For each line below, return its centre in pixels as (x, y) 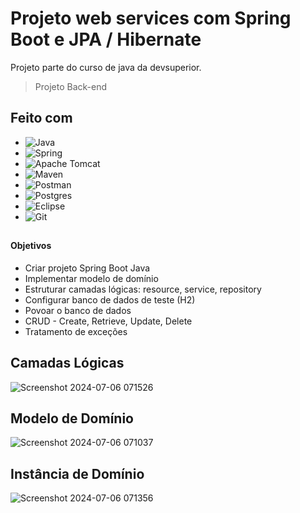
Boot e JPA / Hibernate (106, 39)
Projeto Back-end (71, 86)
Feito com (41, 118)
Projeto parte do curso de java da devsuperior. (106, 67)
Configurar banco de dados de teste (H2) (110, 299)
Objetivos (31, 246)
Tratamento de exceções (76, 331)
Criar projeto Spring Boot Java (87, 268)
